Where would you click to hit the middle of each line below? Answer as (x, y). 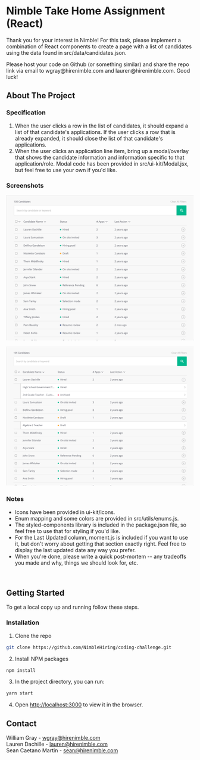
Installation (23, 622)
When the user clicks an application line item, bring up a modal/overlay (102, 151)
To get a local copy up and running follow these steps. (73, 607)
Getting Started (35, 593)
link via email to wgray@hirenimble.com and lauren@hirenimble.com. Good (98, 70)
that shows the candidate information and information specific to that (99, 157)
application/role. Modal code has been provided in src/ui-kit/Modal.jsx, (102, 163)
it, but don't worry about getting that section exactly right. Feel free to (100, 544)
